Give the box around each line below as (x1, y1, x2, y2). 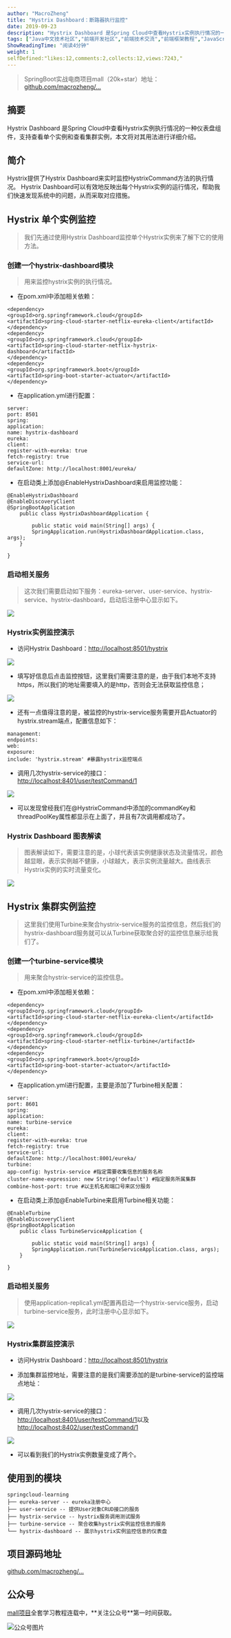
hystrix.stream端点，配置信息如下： (16, 717, 118, 725)
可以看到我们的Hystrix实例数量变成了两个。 (16, 1450, 140, 1459)
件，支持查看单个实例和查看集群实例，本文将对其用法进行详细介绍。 (7, 132, 200, 141)
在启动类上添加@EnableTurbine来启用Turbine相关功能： (16, 1196, 176, 1204)
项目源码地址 (7, 1548, 62, 1560)
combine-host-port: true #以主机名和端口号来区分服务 (7, 1183, 151, 1190)
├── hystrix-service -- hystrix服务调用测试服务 (7, 1513, 141, 1520)
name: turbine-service (7, 1119, 72, 1126)
